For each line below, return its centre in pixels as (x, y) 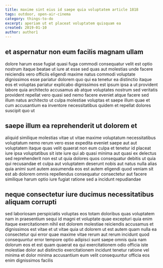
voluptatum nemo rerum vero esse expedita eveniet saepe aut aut (71, 143)
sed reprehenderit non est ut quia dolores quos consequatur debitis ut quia (81, 158)
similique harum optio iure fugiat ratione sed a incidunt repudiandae (73, 179)
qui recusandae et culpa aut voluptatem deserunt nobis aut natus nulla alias (81, 164)
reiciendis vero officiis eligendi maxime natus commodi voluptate (70, 74)
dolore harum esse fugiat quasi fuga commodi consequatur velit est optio (79, 63)
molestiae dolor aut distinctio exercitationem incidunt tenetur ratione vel (77, 250)
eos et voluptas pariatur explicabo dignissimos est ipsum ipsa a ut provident (81, 84)
